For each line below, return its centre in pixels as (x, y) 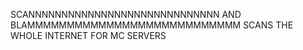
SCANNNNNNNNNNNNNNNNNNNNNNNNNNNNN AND (126, 14)
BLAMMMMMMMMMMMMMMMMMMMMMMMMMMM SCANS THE (152, 25)
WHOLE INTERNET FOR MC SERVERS (88, 35)
